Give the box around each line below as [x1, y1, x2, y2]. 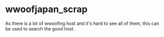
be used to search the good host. [5, 25, 75, 31]
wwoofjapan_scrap [5, 4, 88, 15]
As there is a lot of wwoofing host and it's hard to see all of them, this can [5, 20, 159, 26]
